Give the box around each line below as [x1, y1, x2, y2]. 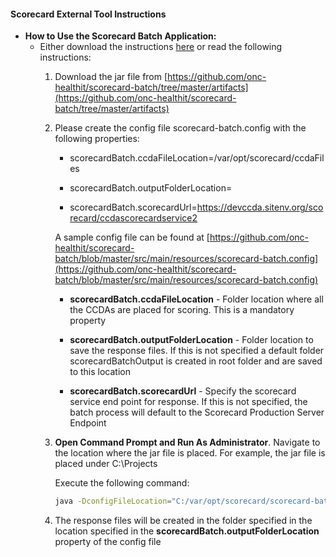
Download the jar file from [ [54, 71, 168, 83]
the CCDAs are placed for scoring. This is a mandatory [69, 304, 295, 316]
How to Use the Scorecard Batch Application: [24, 30, 217, 42]
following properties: [54, 133, 140, 145]
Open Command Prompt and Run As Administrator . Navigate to [54, 436, 321, 449]
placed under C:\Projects [54, 458, 158, 470]
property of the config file [54, 536, 162, 548]
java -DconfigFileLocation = [54, 496, 172, 507]
